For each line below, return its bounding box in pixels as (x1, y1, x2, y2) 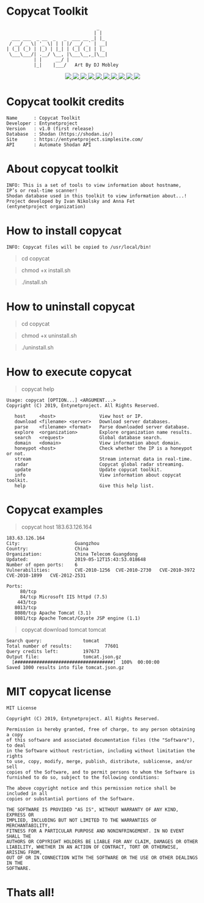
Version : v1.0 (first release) (6, 125, 95, 132)
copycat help (21, 385, 54, 392)
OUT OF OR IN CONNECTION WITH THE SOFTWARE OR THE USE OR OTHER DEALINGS (6, 854, 199, 861)
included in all (6, 790, 48, 797)
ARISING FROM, (6, 849, 43, 855)
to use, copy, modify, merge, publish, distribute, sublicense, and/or (6, 758, 192, 764)
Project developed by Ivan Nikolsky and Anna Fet (6, 198, 136, 204)
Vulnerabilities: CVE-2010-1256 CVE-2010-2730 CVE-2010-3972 (6, 567, 195, 573)
